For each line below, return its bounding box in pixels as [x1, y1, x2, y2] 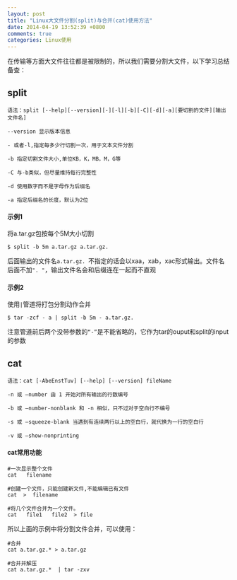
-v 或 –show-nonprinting [7, 432, 80, 439]
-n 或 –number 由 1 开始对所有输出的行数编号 [7, 391, 128, 398]
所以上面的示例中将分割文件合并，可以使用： [7, 525, 138, 533]
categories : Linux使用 [7, 37, 72, 44]
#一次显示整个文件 [7, 465, 53, 472]
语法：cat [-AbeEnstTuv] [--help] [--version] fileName [7, 378, 172, 385]
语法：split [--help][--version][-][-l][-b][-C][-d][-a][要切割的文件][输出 [7, 107, 226, 114]
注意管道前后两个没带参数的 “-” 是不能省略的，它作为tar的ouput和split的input [7, 327, 229, 336]
